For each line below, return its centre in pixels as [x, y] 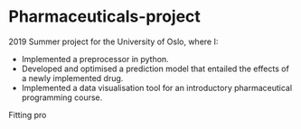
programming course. [62, 97]
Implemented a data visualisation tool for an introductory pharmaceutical [157, 88]
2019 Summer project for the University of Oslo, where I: [113, 41]
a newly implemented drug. [72, 78]
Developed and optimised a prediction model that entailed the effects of [155, 69]
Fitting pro [28, 115]
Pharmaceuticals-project [104, 17]
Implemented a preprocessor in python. [95, 59]
